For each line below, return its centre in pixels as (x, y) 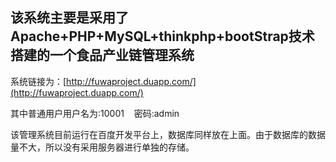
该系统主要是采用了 (69, 18)
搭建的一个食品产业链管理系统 (102, 55)
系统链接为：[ (38, 81)
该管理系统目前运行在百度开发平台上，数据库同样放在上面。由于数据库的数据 (168, 134)
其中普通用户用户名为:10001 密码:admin (95, 113)
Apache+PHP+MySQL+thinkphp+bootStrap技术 (162, 36)
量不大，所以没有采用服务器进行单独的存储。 (102, 147)
